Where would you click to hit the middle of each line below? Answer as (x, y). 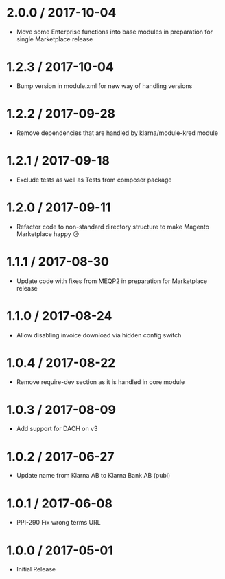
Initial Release (36, 569)
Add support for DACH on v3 (57, 429)
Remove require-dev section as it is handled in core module (100, 382)
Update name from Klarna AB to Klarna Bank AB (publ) (93, 476)
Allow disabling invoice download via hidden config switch (99, 335)
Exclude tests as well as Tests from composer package (94, 180)
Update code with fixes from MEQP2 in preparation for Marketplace (111, 281)
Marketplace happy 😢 (48, 234)
